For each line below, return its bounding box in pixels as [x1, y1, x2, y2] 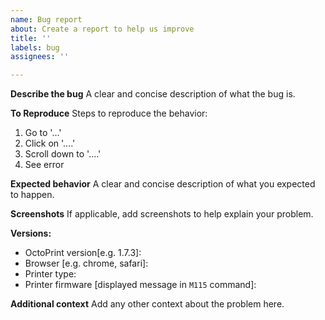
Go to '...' [24, 127, 62, 139]
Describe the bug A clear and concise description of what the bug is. [10, 88, 296, 100]
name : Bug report [10, 14, 83, 25]
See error [24, 159, 65, 171]
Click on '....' [24, 137, 76, 150]
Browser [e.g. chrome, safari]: [24, 257, 149, 270]
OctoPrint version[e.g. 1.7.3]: [24, 247, 142, 259]
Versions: [10, 227, 52, 240]
